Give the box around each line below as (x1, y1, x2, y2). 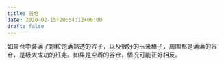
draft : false (7, 23, 45, 29)
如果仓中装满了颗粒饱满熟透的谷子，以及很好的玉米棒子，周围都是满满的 (7, 42, 211, 51)
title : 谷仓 (7, 10, 39, 17)
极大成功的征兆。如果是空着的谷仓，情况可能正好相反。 (25, 51, 182, 59)
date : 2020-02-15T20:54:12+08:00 (7, 16, 103, 23)
